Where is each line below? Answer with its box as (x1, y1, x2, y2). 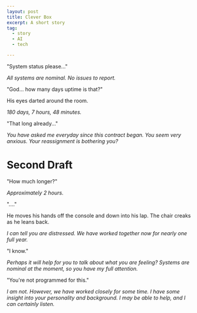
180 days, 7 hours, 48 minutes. (6, 108, 82, 116)
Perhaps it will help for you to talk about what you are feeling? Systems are (6, 259, 190, 266)
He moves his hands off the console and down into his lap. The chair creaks (6, 212, 191, 219)
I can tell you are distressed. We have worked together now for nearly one (6, 229, 188, 236)
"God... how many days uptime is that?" (6, 85, 103, 93)
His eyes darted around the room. (6, 97, 88, 104)
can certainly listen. (6, 300, 55, 307)
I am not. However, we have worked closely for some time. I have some (6, 288, 180, 295)
